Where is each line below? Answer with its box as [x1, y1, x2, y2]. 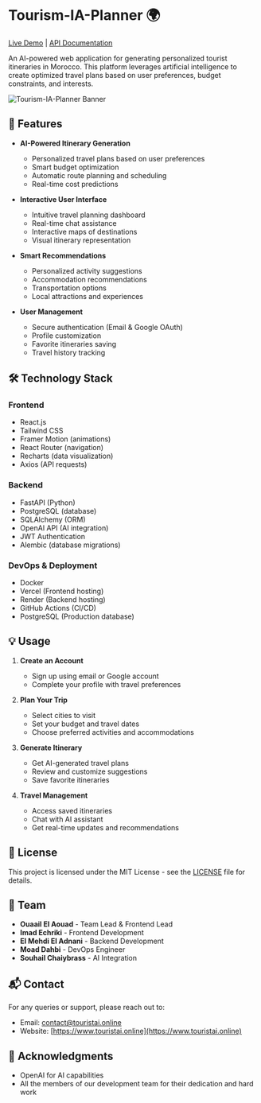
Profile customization [31, 331, 102, 340]
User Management [19, 307, 84, 317]
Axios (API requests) [19, 460, 88, 469]
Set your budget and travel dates [31, 719, 140, 728]
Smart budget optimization [31, 162, 119, 172]
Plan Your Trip [19, 695, 68, 705]
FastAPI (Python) [19, 498, 76, 507]
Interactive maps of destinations [31, 227, 138, 236]
